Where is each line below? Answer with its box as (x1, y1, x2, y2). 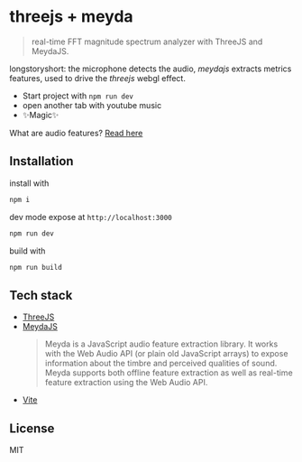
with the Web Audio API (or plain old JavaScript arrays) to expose (44, 348, 288, 359)
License (9, 420, 55, 436)
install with (9, 178, 50, 189)
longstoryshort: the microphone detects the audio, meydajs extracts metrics (9, 63, 292, 74)
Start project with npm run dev (22, 90, 133, 101)
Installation (9, 153, 74, 169)
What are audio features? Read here (9, 127, 143, 138)
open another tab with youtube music (22, 99, 162, 110)
